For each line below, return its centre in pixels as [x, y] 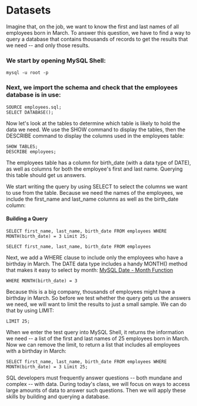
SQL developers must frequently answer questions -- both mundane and [94, 378]
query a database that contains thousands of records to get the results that [97, 39]
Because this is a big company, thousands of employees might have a [91, 291]
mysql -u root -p [27, 73]
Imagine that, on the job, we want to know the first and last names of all [93, 26]
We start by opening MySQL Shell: [56, 61]
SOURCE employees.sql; [34, 107]
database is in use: [34, 95]
